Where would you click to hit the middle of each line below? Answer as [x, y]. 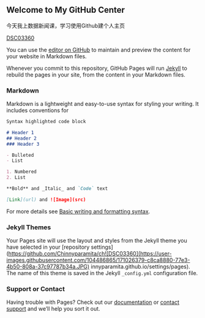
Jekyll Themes [29, 227]
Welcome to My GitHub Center [66, 10]
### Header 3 [23, 144]
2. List [16, 178]
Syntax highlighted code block [46, 122]
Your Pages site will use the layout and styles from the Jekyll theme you [97, 241]
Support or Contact [36, 289]
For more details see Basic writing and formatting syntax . [78, 211]
